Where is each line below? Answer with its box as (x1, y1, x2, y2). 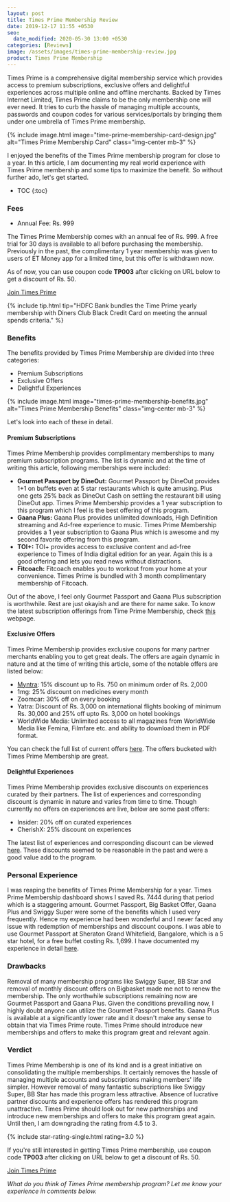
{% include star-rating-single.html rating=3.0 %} (7, 1132, 144, 1140)
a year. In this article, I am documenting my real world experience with (7, 159, 206, 167)
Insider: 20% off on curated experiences (16, 818, 132, 826)
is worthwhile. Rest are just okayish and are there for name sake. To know (7, 599, 216, 608)
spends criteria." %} (7, 316, 64, 325)
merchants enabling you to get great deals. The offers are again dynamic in (7, 652, 220, 660)
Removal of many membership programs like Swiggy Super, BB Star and (7, 977, 211, 985)
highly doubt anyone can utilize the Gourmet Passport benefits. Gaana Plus (7, 1006, 220, 1015)
